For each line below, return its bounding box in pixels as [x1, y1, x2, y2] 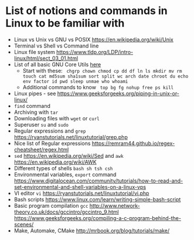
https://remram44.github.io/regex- [91, 140, 175, 147]
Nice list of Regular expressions [13, 140, 91, 147]
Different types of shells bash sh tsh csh [13, 164, 113, 171]
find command [13, 102, 50, 109]
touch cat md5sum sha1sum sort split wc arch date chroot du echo [22, 73, 189, 79]
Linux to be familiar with [5, 16, 125, 30]
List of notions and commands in [5, 4, 168, 18]
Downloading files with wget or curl [13, 114, 100, 121]
